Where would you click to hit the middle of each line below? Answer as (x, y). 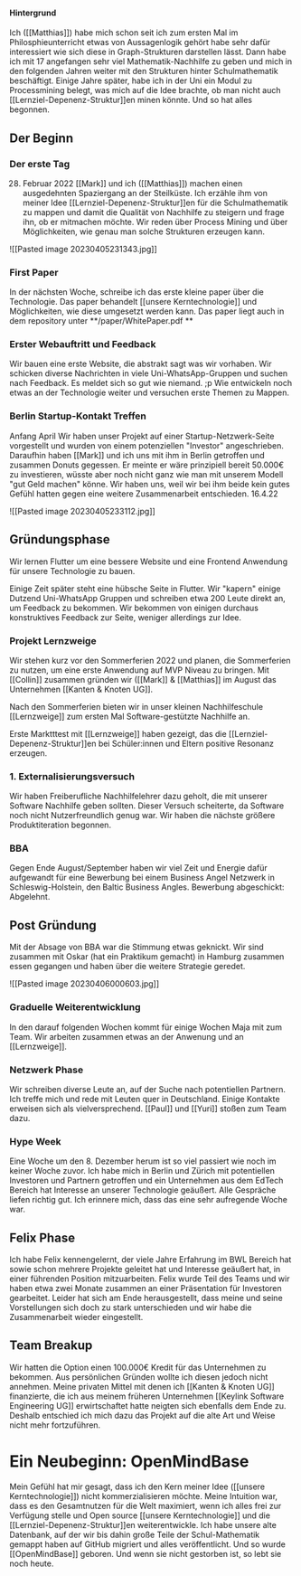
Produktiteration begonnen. (60, 825)
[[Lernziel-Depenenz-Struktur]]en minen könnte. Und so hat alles (131, 100)
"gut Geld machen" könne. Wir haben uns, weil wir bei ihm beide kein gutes (150, 484)
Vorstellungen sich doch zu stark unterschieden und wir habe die (131, 1307)
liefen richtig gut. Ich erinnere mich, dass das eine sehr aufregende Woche (148, 1200)
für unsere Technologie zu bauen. (72, 571)
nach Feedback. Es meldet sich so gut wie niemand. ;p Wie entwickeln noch (150, 383)
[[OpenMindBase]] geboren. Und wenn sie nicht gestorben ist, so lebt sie (146, 1553)
